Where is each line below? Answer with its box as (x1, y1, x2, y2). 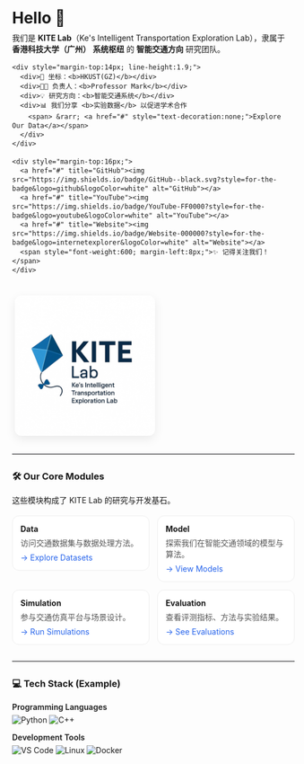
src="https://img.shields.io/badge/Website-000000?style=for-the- (12, 229, 265, 238)
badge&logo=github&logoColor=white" (12, 184, 149, 193)
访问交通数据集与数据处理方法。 (20, 537, 139, 548)
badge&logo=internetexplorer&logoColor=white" (12, 238, 189, 247)
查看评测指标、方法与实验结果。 (165, 612, 283, 623)
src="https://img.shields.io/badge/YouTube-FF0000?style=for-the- (12, 202, 265, 211)
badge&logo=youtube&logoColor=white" (12, 211, 153, 220)
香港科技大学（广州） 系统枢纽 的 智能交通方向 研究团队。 (12, 44, 225, 54)
